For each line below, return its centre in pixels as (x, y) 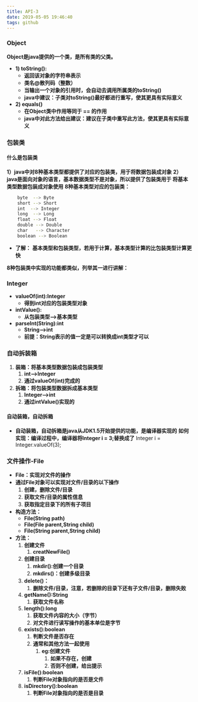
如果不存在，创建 (71, 658)
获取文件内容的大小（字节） (66, 615)
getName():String (46, 594)
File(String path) (44, 518)
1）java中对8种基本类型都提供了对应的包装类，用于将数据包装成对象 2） (94, 172)
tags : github (23, 22)
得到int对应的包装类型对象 (56, 303)
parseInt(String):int (39, 324)
